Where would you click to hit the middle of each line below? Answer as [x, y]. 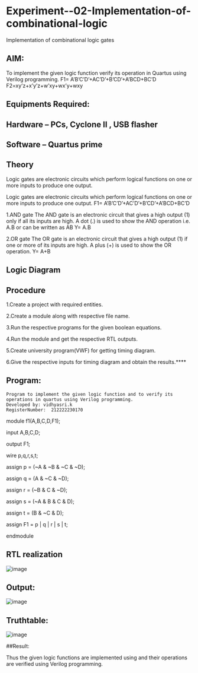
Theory [20, 165]
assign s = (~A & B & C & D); [40, 501]
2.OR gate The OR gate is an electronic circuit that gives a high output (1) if [97, 239]
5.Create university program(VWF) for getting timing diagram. [81, 350]
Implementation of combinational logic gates [60, 40]
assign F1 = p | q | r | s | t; [37, 524]
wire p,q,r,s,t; [22, 455]
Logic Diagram [33, 270]
